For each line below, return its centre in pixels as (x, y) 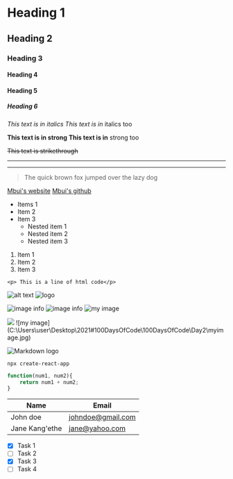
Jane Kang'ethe (36, 428)
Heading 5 (23, 90)
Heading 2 (30, 39)
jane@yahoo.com (97, 428)
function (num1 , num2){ (40, 376)
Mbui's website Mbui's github (49, 191)
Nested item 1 (47, 226)
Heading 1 (36, 13)
